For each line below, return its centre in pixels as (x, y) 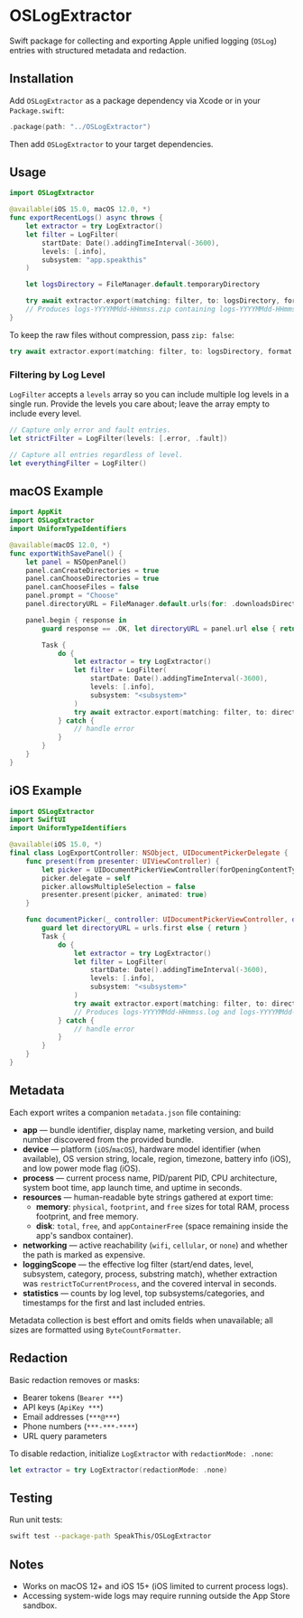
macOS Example (56, 491)
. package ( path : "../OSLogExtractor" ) (80, 126)
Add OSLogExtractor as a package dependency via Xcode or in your (135, 100)
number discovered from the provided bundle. (108, 1139)
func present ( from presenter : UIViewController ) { (123, 861)
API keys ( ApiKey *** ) (63, 1407)
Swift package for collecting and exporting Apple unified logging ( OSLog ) (143, 41)
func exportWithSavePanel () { (66, 553)
